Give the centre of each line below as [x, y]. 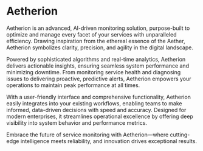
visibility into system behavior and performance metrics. [77, 122]
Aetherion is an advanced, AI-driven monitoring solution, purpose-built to [98, 28]
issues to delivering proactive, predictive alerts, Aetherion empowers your [99, 79]
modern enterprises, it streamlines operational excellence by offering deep [100, 116]
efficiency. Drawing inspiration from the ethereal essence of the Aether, [96, 41]
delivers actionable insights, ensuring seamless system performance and [98, 66]
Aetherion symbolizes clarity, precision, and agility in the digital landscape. [100, 47]
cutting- [180, 135]
